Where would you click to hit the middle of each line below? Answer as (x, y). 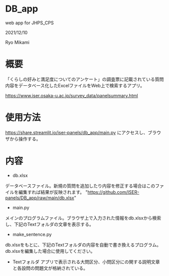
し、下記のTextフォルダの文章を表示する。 (50, 224)
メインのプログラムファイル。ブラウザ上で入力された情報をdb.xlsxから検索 (83, 218)
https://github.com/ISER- (114, 192)
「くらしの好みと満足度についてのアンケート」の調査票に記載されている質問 (84, 79)
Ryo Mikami (17, 42)
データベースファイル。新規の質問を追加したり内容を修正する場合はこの (80, 186)
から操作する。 (25, 139)
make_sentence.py (32, 234)
